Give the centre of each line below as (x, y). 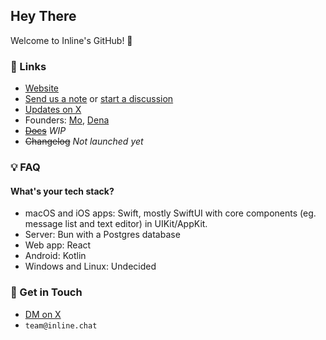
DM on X (43, 314)
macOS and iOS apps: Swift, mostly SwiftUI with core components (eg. (170, 213)
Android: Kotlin (55, 256)
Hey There (43, 16)
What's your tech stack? (62, 191)
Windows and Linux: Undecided (90, 266)
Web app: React (58, 245)
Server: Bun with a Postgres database (102, 235)
